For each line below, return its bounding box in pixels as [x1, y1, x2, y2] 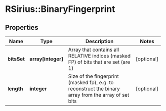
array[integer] [29, 55, 64, 62]
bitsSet [7, 55, 25, 62]
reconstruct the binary [68, 85, 120, 92]
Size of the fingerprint [68, 73, 119, 80]
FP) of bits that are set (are [68, 58, 130, 65]
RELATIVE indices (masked [68, 53, 131, 59]
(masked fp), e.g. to [68, 79, 114, 86]
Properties [5, 23, 39, 32]
